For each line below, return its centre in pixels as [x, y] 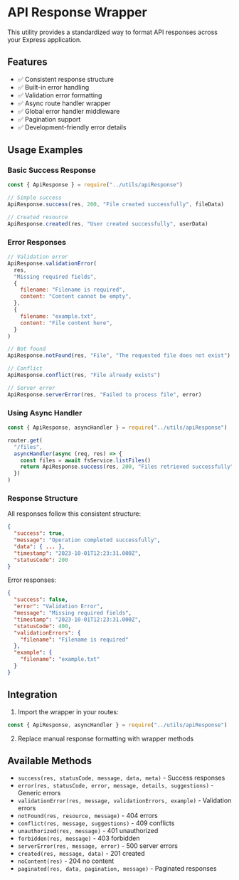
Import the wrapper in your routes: [68, 711]
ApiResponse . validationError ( [52, 263]
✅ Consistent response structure [65, 79]
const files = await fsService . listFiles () [86, 460]
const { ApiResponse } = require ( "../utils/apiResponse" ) [95, 185]
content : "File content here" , [67, 323]
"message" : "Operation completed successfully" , [87, 540]
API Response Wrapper [77, 12]
